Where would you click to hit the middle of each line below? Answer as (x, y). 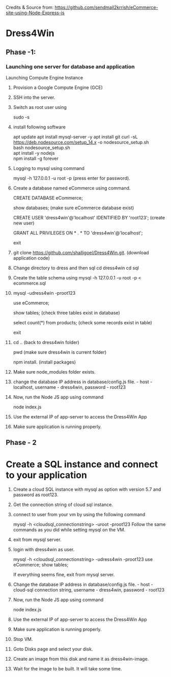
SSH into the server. (34, 97)
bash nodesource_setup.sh (41, 148)
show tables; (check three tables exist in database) (66, 313)
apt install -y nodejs (34, 153)
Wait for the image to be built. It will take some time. (67, 669)
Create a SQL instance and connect (82, 464)
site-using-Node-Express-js (35, 13)
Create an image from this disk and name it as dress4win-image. (81, 659)
